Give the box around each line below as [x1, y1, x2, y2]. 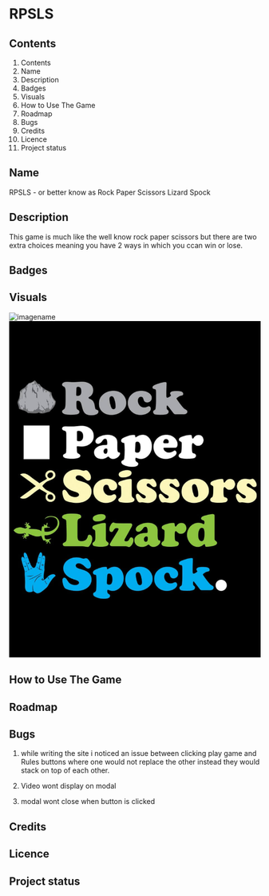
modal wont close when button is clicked [20, 797, 156, 806]
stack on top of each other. [20, 765, 110, 775]
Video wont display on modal [20, 781, 117, 791]
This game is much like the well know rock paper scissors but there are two [9, 231, 258, 241]
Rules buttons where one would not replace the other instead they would [20, 757, 260, 767]
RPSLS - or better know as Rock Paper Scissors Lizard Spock [9, 187, 211, 197]
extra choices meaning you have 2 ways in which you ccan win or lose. [9, 240, 243, 250]
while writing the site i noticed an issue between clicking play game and [20, 749, 257, 758]
